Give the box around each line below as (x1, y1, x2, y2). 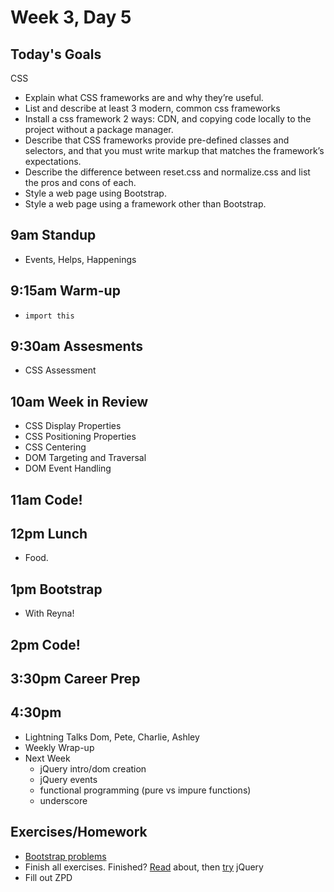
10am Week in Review (10, 393, 149, 410)
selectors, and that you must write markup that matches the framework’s (24, 145, 325, 156)
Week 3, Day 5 (10, 6, 132, 29)
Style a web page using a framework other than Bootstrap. (24, 198, 267, 210)
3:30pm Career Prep (10, 671, 141, 688)
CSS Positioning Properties (24, 431, 137, 443)
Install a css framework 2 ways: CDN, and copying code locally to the (24, 113, 312, 125)
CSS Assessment (24, 364, 97, 376)
